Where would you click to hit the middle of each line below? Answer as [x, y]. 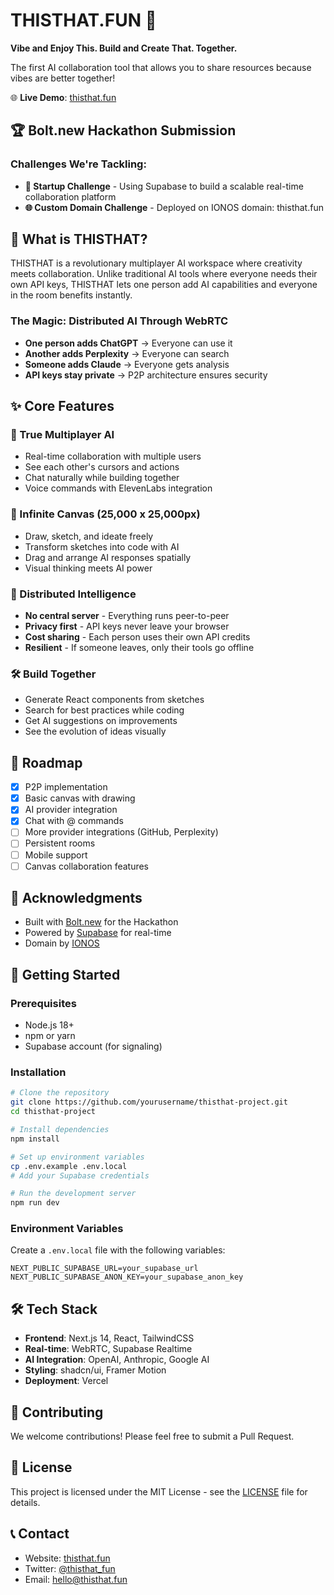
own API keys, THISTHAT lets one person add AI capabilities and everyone [164, 285]
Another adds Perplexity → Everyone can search [127, 353]
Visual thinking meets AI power [88, 568]
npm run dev [35, 1203]
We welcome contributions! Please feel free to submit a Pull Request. [152, 1436]
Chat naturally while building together [102, 478]
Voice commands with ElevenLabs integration [118, 488]
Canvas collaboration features [87, 866]
